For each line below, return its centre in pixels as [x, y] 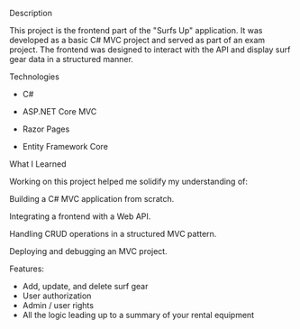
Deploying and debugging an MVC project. [89, 251]
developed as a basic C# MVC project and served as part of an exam [137, 40]
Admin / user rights [58, 305]
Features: [27, 269]
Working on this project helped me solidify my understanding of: [129, 181]
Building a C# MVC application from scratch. [92, 199]
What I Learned [38, 164]
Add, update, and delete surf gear [85, 286]
